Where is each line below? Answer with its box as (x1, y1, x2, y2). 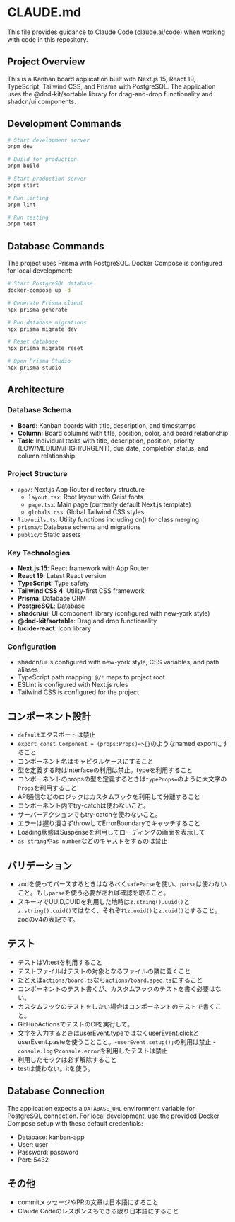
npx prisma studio (7, 364, 61, 371)
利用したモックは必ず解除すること (17, 1055, 117, 1063)
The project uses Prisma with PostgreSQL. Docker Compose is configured (7, 259, 223, 268)
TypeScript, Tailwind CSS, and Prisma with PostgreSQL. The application (7, 82, 216, 91)
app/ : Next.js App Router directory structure (17, 485, 145, 493)
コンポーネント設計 (7, 710, 91, 723)
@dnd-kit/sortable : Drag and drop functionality (17, 617, 157, 626)
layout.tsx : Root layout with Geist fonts (28, 492, 143, 501)
